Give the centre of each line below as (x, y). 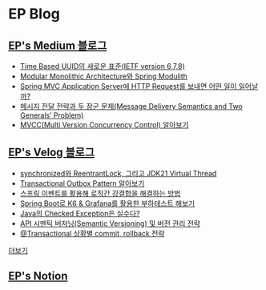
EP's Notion (38, 276)
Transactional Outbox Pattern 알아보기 (82, 183)
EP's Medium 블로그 (58, 45)
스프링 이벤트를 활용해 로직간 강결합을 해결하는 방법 (100, 193)
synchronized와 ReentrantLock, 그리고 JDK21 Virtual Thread (118, 173)
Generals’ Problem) (52, 115)
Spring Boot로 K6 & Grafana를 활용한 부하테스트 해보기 (107, 203)
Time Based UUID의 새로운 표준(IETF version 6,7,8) (103, 66)
